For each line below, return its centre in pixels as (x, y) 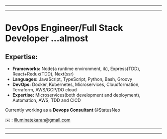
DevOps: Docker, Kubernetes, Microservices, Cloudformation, (76, 84)
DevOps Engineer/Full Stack (64, 28)
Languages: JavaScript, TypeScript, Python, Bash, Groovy (72, 79)
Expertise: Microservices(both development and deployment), (76, 95)
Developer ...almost (47, 38)
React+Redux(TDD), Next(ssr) (43, 74)
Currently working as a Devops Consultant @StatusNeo (63, 110)
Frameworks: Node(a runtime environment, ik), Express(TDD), (76, 69)
